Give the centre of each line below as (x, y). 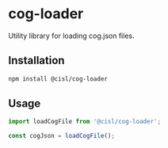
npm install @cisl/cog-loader (58, 79)
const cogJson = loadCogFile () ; (61, 136)
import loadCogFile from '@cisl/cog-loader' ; (84, 122)
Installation (36, 61)
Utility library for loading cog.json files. (71, 36)
